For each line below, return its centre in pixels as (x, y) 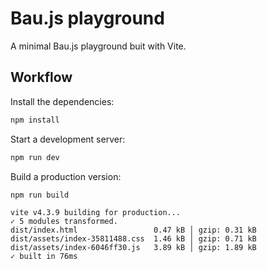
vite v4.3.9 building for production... (96, 213)
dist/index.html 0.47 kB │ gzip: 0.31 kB (133, 230)
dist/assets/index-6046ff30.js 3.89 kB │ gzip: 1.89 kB (133, 248)
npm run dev (35, 157)
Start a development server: (68, 139)
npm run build (40, 195)
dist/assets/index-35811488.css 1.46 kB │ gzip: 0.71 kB (133, 239)
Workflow (41, 77)
